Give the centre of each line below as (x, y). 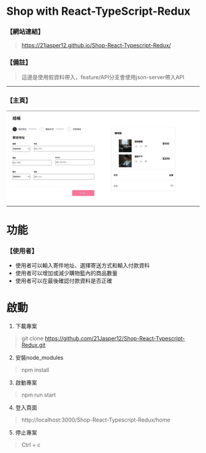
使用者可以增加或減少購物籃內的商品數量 (66, 273)
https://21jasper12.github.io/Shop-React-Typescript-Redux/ (96, 45)
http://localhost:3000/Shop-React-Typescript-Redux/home (96, 420)
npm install (35, 369)
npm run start (39, 395)
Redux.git (33, 345)
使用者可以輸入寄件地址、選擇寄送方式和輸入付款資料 (82, 265)
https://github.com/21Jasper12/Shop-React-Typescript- (115, 338)
